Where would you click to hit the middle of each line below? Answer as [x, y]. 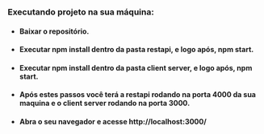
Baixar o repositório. [54, 31]
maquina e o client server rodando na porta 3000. [105, 104]
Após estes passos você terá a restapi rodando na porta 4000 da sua [137, 95]
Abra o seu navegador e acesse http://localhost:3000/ [113, 121]
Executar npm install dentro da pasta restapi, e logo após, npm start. [136, 50]
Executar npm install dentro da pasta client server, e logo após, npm [136, 67]
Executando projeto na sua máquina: [81, 12]
